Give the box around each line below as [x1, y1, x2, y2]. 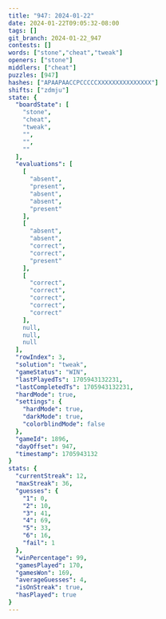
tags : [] [8, 26, 38, 34]
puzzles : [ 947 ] [8, 71, 59, 79]
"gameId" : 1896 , [15, 434, 69, 443]
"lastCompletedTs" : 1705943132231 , [15, 383, 134, 391]
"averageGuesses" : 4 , [15, 576, 88, 584]
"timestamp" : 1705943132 [15, 450, 98, 458]
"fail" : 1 [22, 539, 56, 547]
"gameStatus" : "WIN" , [15, 368, 88, 376]
